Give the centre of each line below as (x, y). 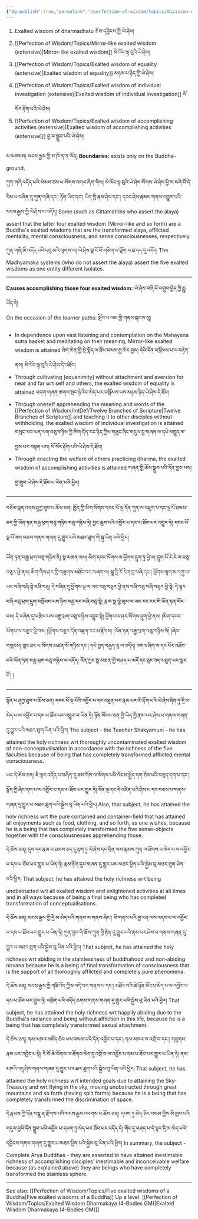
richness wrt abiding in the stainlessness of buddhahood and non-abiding (96, 959)
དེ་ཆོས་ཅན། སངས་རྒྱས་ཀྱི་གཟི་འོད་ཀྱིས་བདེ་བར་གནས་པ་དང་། (60, 986)
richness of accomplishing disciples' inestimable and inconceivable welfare (98, 1161)
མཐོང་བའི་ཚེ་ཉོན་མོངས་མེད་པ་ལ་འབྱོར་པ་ (152, 986)
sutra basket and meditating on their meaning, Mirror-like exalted (93, 341)
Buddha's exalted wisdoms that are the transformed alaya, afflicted (88, 230)
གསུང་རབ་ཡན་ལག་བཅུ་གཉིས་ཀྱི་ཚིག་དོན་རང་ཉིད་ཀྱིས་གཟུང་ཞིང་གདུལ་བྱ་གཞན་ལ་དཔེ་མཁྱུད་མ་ (100, 431)
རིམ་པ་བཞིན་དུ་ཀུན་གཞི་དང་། (32, 197)
